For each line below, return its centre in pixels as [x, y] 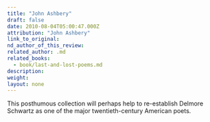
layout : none [26, 84]
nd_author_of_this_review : [46, 45]
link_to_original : [33, 39]
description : [26, 71]
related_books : [29, 59]
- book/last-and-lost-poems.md [58, 65]
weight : [18, 78]
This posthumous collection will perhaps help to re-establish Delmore [105, 103]
